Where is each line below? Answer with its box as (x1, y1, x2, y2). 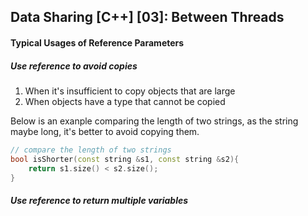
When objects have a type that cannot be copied (24, 95, 226, 107)
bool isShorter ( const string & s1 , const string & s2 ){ (10, 154, 240, 164)
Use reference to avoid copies (10, 60, 138, 72)
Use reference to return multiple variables (10, 195, 189, 207)
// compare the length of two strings (10, 145, 172, 155)
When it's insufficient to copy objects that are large (24, 85, 236, 97)
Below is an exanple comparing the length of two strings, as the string (10, 115, 299, 127)
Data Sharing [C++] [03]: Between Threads (10, 9, 285, 26)
